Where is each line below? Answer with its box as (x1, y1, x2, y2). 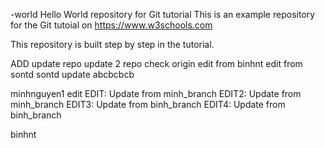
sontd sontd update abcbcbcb (10, 69, 135, 80)
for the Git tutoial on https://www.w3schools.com (10, 19, 213, 31)
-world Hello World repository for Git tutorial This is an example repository (10, 9, 316, 20)
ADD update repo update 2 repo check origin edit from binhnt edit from (10, 58, 303, 69)
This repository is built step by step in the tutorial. (10, 39, 215, 50)
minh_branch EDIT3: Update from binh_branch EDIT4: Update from (10, 99, 286, 110)
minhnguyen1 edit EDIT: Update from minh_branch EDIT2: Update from (10, 88, 302, 99)
